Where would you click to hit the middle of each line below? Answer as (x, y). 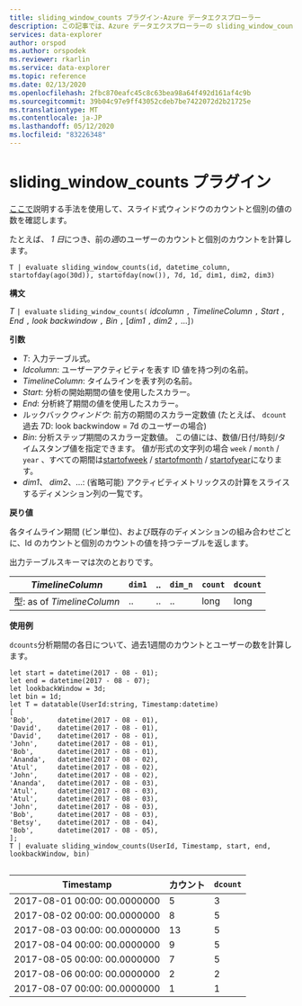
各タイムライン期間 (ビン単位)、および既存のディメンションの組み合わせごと (151, 531)
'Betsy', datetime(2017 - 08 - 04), (84, 822)
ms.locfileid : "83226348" (58, 135)
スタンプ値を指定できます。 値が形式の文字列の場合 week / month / (159, 448)
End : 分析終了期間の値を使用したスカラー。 (102, 403)
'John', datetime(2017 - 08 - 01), (84, 743)
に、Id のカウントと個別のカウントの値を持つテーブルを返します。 (131, 543)
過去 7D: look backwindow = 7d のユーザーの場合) (114, 426)
